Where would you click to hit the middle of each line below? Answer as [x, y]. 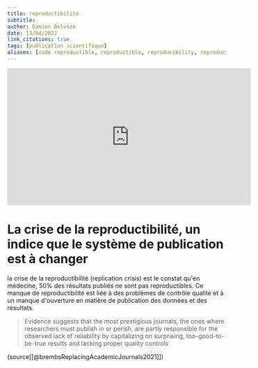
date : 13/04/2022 [32, 33]
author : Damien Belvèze [42, 26]
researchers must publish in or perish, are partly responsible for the [121, 328]
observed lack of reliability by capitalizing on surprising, [104, 336]
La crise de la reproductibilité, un [104, 229]
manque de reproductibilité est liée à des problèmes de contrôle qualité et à [115, 293]
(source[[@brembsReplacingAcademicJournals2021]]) [86, 357]
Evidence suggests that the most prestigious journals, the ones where [124, 321]
